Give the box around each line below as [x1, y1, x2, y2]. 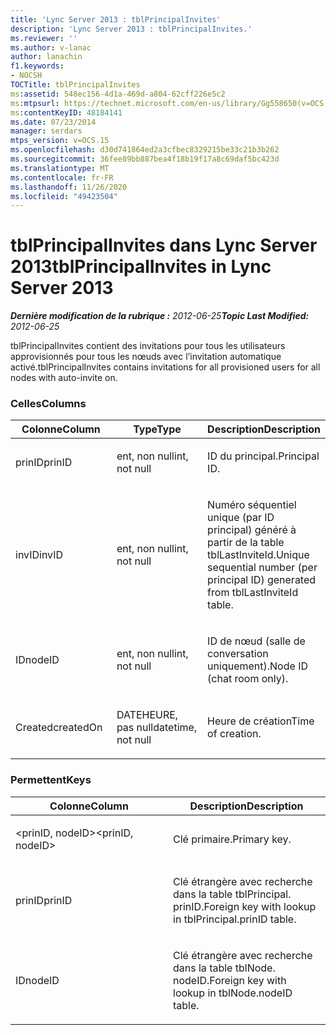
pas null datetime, [116, 721, 198, 735]
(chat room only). [207, 672, 289, 686]
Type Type [133, 422, 182, 436]
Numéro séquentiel [207, 498, 297, 512]
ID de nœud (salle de [207, 634, 306, 648]
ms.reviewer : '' [10, 33, 78, 43]
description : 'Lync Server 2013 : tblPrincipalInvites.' [10, 24, 253, 34]
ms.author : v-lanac [10, 42, 92, 53]
